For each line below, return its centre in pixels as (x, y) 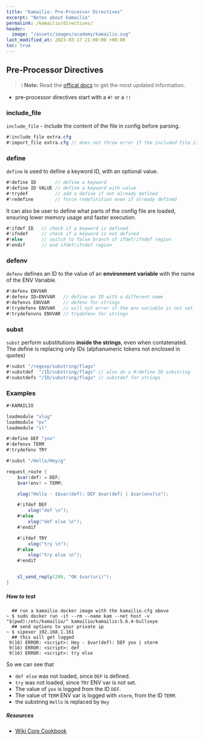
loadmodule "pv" (27, 422)
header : (16, 29)
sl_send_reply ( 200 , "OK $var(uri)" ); (65, 577)
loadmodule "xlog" (29, 417)
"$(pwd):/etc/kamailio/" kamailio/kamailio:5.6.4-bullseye (82, 621)
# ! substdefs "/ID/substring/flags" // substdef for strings (84, 378)
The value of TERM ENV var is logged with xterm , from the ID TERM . (96, 695)
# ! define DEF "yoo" (31, 439)
